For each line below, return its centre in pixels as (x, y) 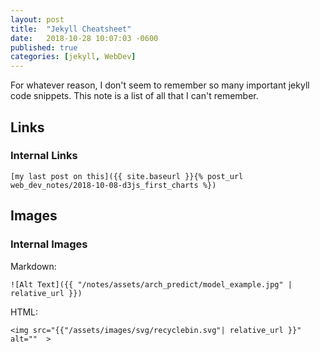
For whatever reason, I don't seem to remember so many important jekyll (160, 85)
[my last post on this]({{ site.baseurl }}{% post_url (127, 176)
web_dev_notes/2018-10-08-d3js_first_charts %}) (113, 185)
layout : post (37, 19)
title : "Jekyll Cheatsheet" (71, 29)
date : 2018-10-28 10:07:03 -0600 (84, 38)
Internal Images (49, 244)
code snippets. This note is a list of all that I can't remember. (134, 96)
